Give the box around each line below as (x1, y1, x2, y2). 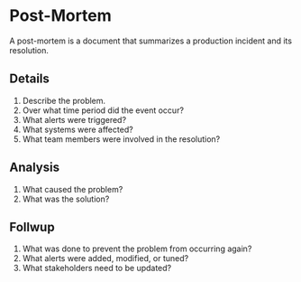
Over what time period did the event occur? (22, 105, 185, 116)
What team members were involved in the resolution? (22, 133, 221, 145)
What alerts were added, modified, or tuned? (22, 253, 189, 264)
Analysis (9, 160, 60, 175)
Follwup (9, 219, 56, 235)
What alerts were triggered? (22, 114, 127, 125)
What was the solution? (22, 193, 110, 204)
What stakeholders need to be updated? (22, 263, 172, 274)
